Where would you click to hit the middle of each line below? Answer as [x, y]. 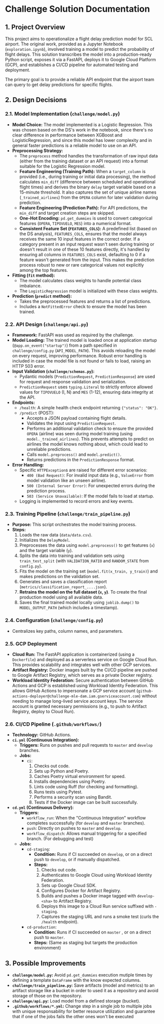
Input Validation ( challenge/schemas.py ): [53, 371]
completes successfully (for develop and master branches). [86, 823]
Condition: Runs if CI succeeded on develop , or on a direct [93, 854]
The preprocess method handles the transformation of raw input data [89, 156]
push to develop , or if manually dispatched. [77, 860]
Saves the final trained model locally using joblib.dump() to [79, 602]
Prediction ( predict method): [42, 296]
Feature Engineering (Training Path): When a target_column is [82, 171]
